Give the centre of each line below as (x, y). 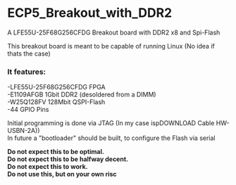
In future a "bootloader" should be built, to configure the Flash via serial (111, 138)
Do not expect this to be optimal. (56, 152)
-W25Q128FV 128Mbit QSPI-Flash (56, 102)
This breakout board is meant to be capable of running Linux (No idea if (111, 46)
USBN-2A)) (24, 131)
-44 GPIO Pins (28, 110)
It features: (27, 72)
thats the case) (29, 53)
